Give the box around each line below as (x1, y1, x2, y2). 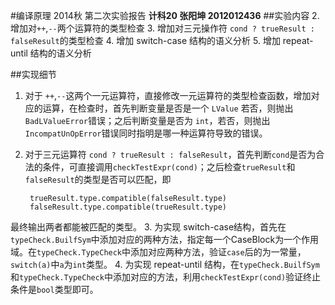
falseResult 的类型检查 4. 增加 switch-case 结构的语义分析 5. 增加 (10, 35, 281, 46)
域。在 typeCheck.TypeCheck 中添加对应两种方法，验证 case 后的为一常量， (10, 246, 307, 258)
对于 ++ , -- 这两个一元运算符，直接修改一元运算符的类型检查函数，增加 (24, 90, 312, 101)
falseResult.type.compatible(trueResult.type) (29, 202, 227, 212)
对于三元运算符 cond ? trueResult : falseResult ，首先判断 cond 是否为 (24, 149, 317, 160)
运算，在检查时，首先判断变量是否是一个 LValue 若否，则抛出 (42, 102, 294, 114)
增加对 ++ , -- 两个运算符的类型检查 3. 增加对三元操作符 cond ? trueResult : (10, 22, 315, 34)
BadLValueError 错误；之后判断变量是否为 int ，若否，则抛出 (24, 115, 271, 126)
